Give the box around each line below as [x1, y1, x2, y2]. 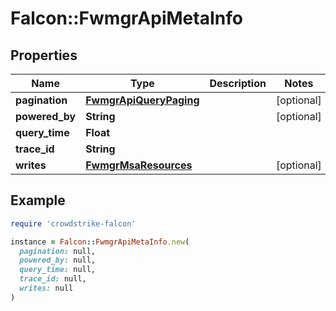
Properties [10, 47, 78, 64]
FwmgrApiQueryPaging [85, 93, 200, 107]
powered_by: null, [19, 255, 97, 266]
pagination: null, [19, 246, 97, 256]
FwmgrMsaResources [85, 158, 193, 172]
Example [10, 192, 66, 209]
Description [209, 77, 267, 90]
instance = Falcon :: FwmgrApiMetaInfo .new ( [10, 237, 190, 247]
